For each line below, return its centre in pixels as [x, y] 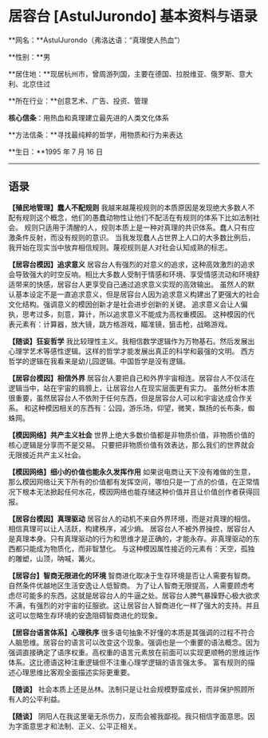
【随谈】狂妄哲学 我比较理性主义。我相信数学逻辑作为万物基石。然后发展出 [132, 341]
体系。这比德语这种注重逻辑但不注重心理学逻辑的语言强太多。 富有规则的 [128, 662]
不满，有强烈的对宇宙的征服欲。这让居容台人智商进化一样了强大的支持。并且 [134, 605]
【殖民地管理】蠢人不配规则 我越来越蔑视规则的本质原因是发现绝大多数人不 [132, 207]
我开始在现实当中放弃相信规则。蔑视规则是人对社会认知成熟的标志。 [120, 247]
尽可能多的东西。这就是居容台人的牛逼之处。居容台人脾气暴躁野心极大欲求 [137, 595]
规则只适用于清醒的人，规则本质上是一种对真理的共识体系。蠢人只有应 [139, 227]
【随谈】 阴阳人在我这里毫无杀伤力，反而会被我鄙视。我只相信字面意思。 [128, 716]
